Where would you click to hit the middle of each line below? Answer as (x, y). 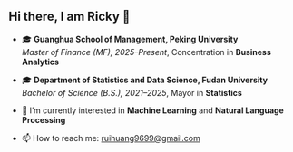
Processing (44, 119)
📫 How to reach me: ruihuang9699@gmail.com (111, 138)
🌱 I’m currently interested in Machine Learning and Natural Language (153, 110)
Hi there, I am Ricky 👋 (69, 17)
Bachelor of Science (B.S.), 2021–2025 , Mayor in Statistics (132, 92)
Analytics (40, 62)
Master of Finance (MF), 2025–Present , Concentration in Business (146, 52)
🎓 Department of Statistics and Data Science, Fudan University (145, 80)
